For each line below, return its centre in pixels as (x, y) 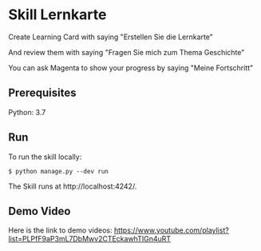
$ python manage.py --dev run (59, 171)
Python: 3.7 (27, 112)
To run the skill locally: (45, 157)
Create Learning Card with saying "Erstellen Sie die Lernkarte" (111, 37)
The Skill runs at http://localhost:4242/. (73, 186)
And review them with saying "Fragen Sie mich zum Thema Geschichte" (127, 52)
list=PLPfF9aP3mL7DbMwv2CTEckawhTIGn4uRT (90, 239)
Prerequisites (42, 93)
